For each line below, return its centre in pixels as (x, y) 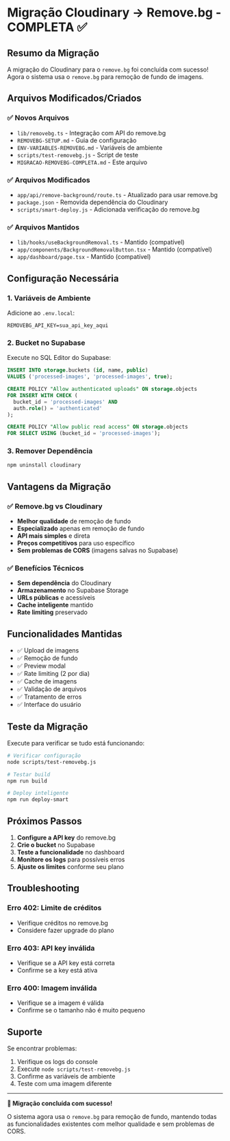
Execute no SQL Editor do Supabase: (59, 358)
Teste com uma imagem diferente (64, 1084)
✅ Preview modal (41, 666)
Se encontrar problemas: (42, 1048)
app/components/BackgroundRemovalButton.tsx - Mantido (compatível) (114, 249)
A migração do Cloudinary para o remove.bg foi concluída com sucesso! (108, 69)
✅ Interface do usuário (49, 705)
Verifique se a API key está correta (66, 962)
